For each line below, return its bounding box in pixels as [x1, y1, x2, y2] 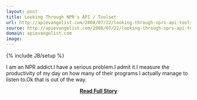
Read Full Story [79, 88, 118, 94]
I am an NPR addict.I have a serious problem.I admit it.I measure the [6, 64, 170, 71]
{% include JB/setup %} [6, 52, 64, 59]
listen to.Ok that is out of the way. [6, 76, 87, 83]
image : [6, 36, 22, 42]
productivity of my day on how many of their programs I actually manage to [6, 70, 188, 76]
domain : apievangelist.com [6, 31, 72, 36]
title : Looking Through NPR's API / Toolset [6, 14, 117, 20]
